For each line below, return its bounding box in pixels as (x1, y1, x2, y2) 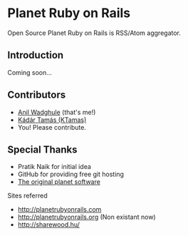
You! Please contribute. (17, 123, 87, 131)
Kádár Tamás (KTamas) (17, 116, 87, 124)
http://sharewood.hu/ (17, 220, 80, 229)
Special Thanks (7, 143, 78, 155)
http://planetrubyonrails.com (17, 205, 102, 214)
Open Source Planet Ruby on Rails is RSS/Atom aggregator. (7, 29, 182, 37)
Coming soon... (7, 68, 52, 76)
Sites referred (7, 191, 48, 200)
